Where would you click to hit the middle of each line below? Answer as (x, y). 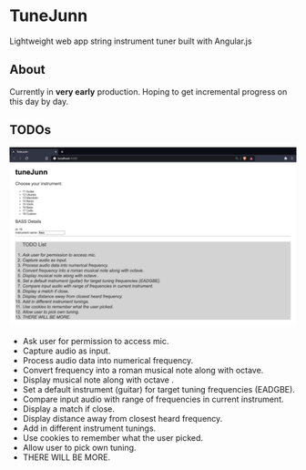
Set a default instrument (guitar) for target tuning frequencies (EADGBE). (159, 389)
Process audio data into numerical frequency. (108, 360)
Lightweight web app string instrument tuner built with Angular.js (131, 41)
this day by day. (39, 101)
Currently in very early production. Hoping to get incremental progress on (148, 91)
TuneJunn (49, 16)
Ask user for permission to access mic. (96, 341)
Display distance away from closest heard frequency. (122, 418)
